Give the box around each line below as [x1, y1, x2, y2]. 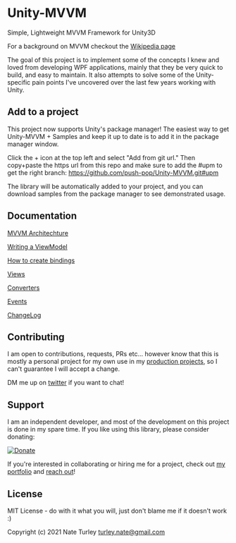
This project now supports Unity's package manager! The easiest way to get [7, 125, 230, 133]
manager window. [7, 140, 59, 148]
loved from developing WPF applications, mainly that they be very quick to [7, 63, 223, 71]
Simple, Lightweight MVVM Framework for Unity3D [7, 28, 156, 37]
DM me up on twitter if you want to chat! [7, 379, 125, 387]
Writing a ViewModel [7, 242, 68, 251]
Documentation [7, 210, 77, 222]
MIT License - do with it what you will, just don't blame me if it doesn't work [7, 506, 228, 515]
